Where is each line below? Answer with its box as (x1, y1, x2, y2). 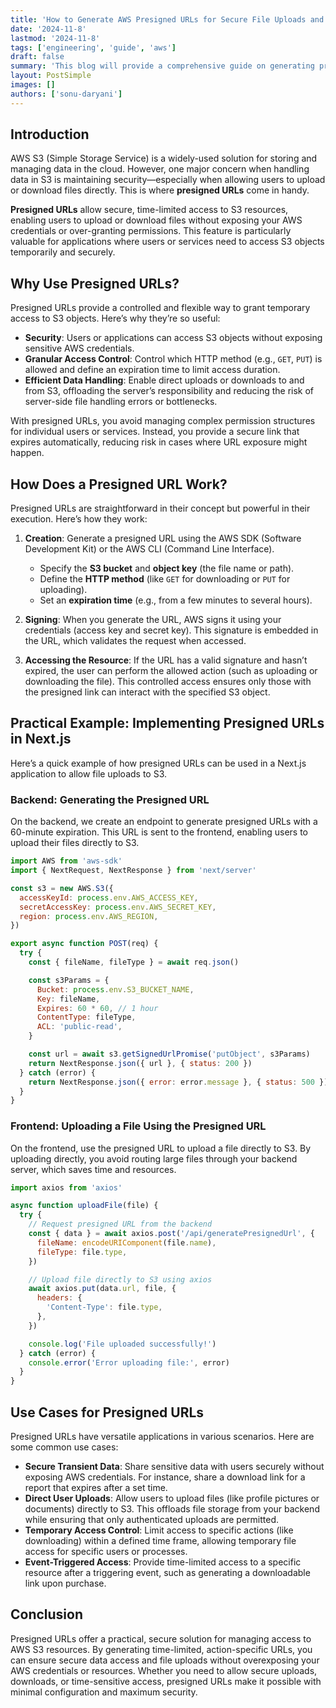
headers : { (36, 1293, 83, 1303)
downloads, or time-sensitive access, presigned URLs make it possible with (10, 1675, 322, 1687)
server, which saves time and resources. (10, 1163, 177, 1175)
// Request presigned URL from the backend (28, 1219, 213, 1230)
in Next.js (10, 731, 72, 748)
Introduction (10, 126, 90, 143)
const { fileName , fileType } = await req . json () (28, 957, 240, 968)
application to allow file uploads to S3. (10, 767, 168, 780)
